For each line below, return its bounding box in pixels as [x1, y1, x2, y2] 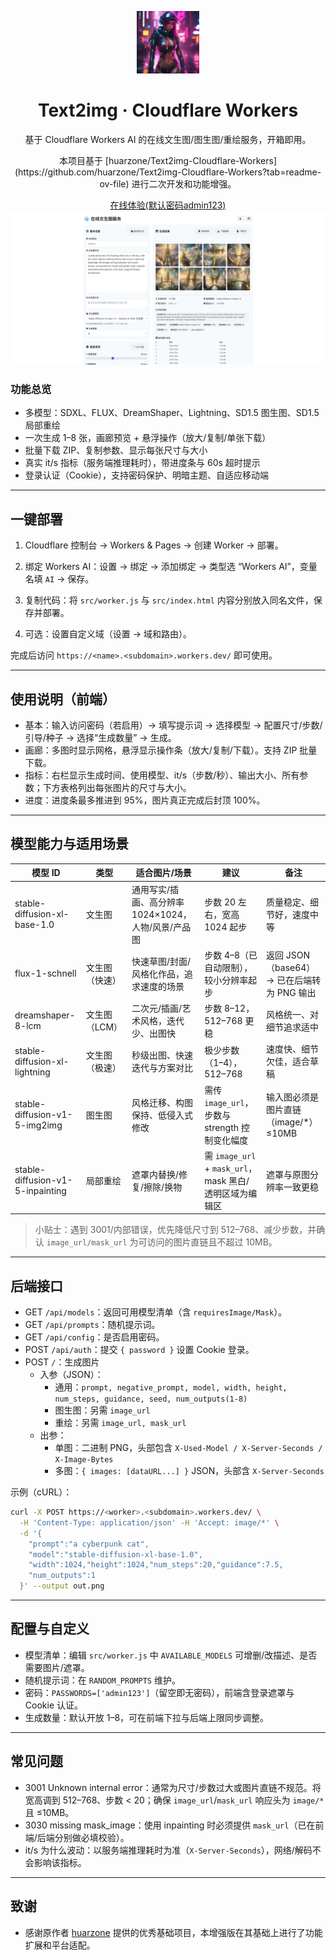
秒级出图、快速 [131, 1049, 194, 1061]
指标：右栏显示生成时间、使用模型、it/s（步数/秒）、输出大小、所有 [24, 769, 300, 781]
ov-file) [99, 177, 130, 190]
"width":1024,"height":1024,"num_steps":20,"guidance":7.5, [28, 1560, 284, 1570]
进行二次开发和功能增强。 [131, 177, 237, 190]
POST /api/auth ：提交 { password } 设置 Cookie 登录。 [24, 1344, 255, 1356]
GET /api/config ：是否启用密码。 [24, 1331, 165, 1343]
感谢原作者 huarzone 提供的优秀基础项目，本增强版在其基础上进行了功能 [24, 1926, 323, 1938]
